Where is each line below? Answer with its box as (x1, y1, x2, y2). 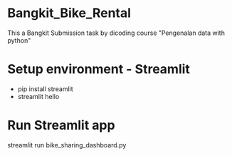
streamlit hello (17, 92, 60, 100)
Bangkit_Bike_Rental (7, 5, 132, 21)
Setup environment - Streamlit (7, 61, 191, 78)
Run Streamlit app (7, 118, 115, 133)
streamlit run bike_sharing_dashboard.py (7, 140, 127, 149)
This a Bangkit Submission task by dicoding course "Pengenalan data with (7, 28, 226, 37)
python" (7, 36, 31, 44)
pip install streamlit (17, 84, 73, 93)
